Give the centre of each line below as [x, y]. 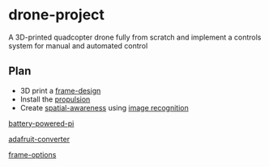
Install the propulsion [55, 99]
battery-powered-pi [41, 123]
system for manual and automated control [78, 45]
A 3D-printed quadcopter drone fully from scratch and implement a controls [135, 37]
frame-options [32, 154]
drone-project [57, 15]
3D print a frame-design [60, 90]
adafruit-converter [39, 139]
